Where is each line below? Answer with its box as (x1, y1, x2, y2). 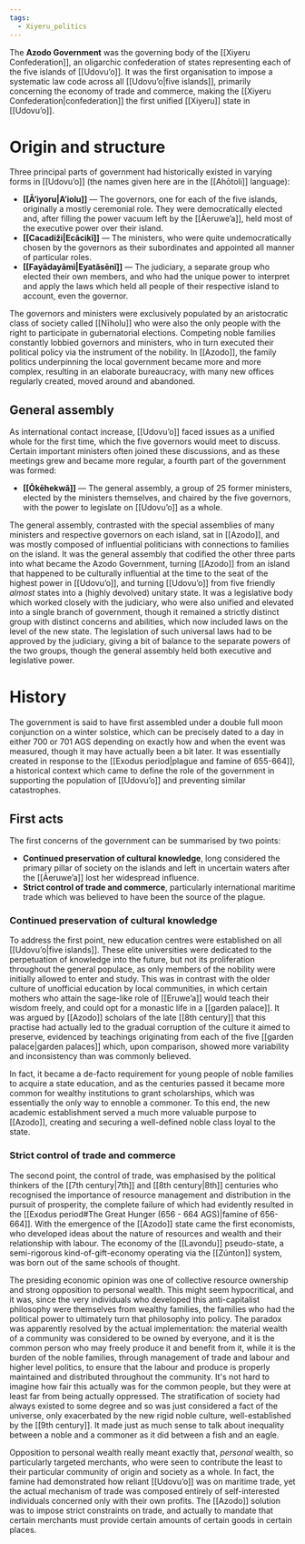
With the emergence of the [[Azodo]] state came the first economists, (34, 1218, 296, 1229)
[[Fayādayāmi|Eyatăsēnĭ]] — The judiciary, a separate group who (22, 261, 271, 273)
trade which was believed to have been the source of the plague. (22, 892, 266, 902)
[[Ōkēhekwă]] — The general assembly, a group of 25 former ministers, (22, 483, 292, 494)
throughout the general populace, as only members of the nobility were (9, 964, 276, 974)
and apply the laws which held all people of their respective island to (22, 281, 280, 292)
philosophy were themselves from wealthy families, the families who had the (9, 1303, 295, 1315)
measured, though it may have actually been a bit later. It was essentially (9, 746, 281, 757)
